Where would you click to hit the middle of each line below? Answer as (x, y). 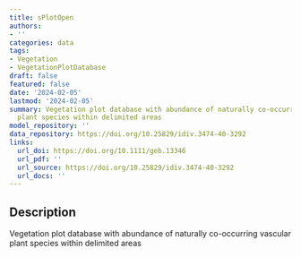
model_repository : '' (50, 126)
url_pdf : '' (40, 159)
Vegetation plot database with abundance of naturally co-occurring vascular (150, 234)
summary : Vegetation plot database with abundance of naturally (132, 109)
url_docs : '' (42, 176)
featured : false (39, 84)
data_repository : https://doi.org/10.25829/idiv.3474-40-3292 (128, 134)
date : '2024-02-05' (46, 92)
